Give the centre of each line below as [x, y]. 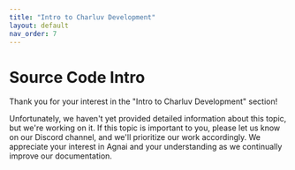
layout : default [39, 26]
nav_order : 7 [33, 33]
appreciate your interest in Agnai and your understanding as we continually [146, 147]
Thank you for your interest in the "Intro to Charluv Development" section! [144, 101]
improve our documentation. [61, 156]
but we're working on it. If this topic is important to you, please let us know [145, 128]
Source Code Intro [77, 77]
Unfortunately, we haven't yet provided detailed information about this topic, [148, 119]
